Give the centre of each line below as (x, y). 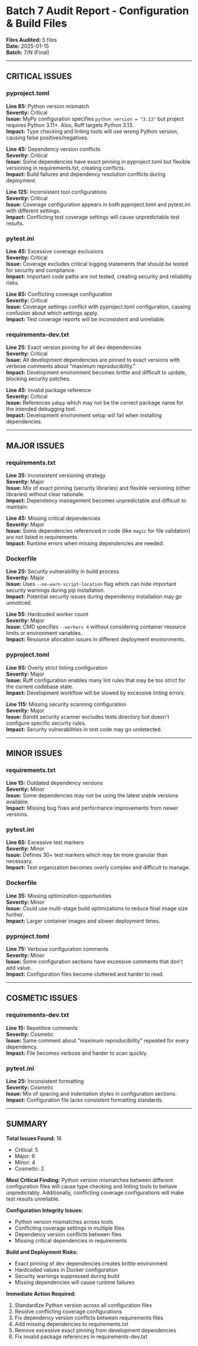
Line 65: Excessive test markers (45, 842)
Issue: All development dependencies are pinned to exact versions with (93, 360)
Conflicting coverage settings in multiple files (70, 1228)
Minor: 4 (25, 1162)
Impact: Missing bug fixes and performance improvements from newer (92, 808)
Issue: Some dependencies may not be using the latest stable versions (92, 796)
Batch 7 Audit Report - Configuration (98, 11)
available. (18, 802)
